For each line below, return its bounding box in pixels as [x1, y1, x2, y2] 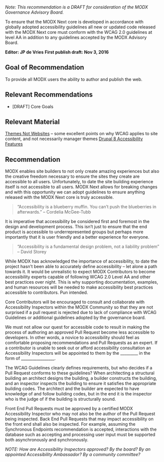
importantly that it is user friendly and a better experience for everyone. [5, 234, 149, 240]
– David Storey [17, 249, 47, 255]
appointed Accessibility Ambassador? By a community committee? [5, 452, 141, 458]
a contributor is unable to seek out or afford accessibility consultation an [5, 345, 151, 351]
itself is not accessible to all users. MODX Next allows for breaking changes [5, 184, 158, 190]
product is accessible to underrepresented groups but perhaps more [5, 229, 143, 235]
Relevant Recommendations [5, 91, 93, 99]
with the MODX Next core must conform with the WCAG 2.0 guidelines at [5, 29, 153, 35]
